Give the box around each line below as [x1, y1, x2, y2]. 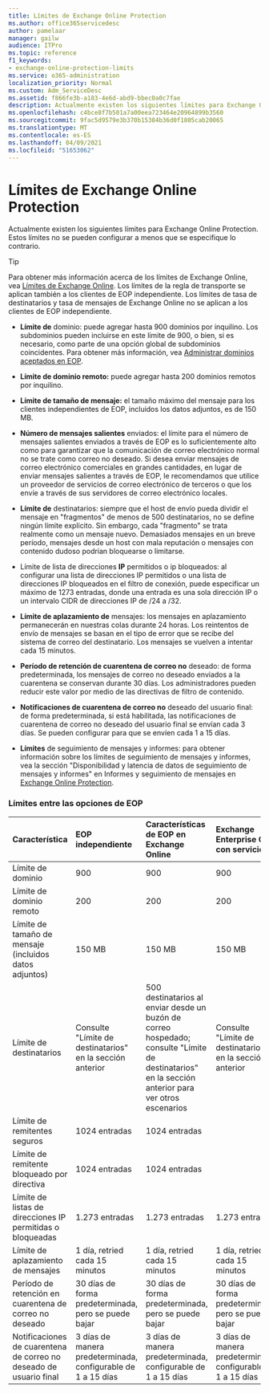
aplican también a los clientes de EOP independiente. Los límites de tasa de [8, 290, 258, 299]
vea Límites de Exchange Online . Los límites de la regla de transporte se [8, 281, 246, 291]
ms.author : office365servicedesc [8, 19, 120, 27]
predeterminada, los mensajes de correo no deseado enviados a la [19, 670, 241, 679]
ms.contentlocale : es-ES [8, 131, 91, 139]
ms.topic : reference [8, 49, 78, 57]
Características [145, 818, 206, 829]
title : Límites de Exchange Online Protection [8, 11, 167, 20]
